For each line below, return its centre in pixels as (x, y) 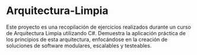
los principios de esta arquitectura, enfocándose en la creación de (87, 39)
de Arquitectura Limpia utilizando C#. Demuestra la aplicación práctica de (96, 33)
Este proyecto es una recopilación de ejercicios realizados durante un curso (98, 27)
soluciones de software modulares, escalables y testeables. (79, 46)
